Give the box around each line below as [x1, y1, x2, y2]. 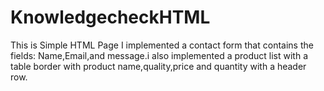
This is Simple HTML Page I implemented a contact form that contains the [10, 39, 314, 51]
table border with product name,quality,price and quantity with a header [10, 60, 307, 72]
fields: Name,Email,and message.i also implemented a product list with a [10, 49, 309, 61]
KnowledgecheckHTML [10, 6, 211, 29]
